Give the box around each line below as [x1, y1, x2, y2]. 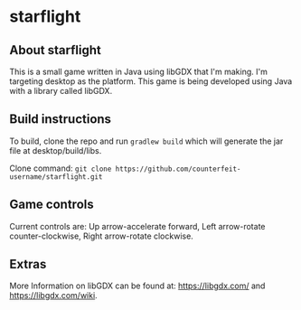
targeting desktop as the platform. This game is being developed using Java [9, 76, 293, 87]
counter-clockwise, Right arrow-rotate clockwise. [9, 230, 194, 241]
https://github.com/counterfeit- [115, 164, 241, 174]
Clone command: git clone [9, 163, 112, 174]
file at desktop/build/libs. [9, 145, 102, 155]
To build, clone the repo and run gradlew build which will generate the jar [9, 136, 284, 146]
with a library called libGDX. [9, 86, 113, 96]
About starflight [9, 42, 102, 58]
